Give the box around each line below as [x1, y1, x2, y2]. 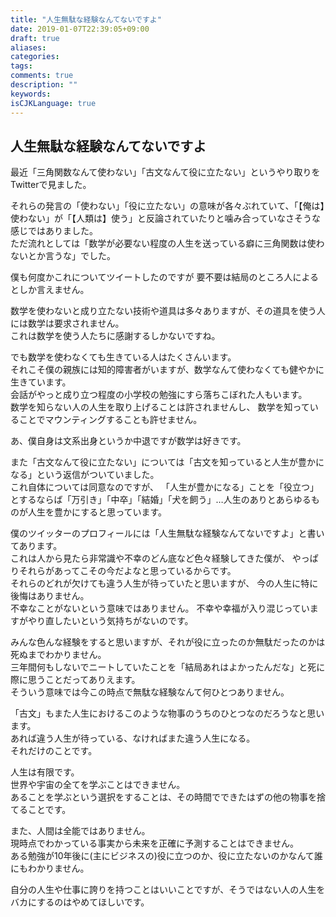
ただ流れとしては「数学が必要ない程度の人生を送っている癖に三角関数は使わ [10, 237, 325, 250]
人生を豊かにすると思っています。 [27, 506, 168, 518]
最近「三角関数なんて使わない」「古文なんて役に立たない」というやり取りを [10, 166, 321, 178]
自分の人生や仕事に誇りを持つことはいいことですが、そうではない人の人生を [10, 884, 326, 896]
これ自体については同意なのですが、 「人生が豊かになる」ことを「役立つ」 [10, 481, 319, 493]
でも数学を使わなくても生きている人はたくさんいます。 [10, 351, 237, 363]
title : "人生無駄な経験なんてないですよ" [10, 14, 162, 25]
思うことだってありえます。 [27, 674, 141, 686]
